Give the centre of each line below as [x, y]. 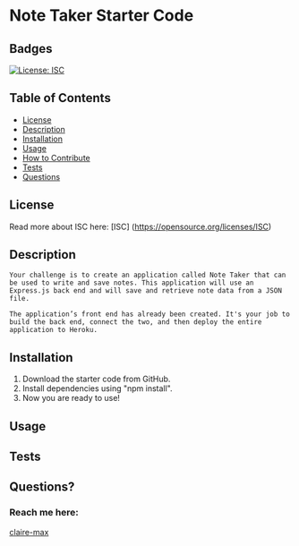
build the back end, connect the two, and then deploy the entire [136, 322]
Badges [31, 49]
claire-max [29, 532]
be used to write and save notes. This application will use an [132, 283]
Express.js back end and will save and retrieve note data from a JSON [145, 291]
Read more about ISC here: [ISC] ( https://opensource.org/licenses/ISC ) [141, 226]
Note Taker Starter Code [102, 16]
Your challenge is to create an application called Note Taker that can [148, 275]
